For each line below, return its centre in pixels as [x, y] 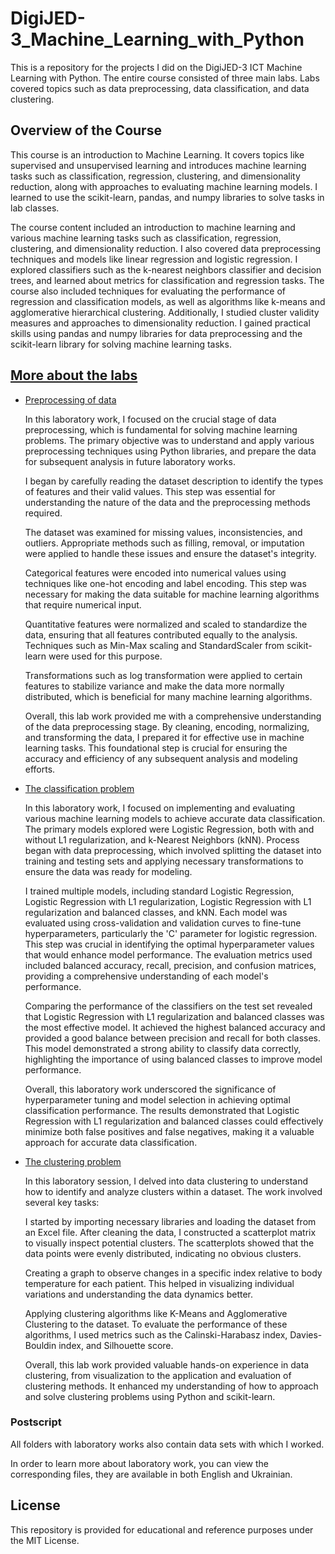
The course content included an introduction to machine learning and [153, 227]
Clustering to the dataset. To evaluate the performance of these [156, 1324]
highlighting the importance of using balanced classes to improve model [173, 1059]
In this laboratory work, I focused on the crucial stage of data [150, 419]
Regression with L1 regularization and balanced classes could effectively [174, 1121]
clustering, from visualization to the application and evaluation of [158, 1375]
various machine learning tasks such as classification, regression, [146, 238]
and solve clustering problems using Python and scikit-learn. [150, 1396]
